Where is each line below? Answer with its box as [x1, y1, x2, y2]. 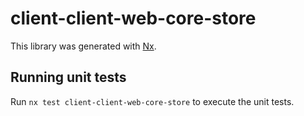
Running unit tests [10, 69, 127, 86]
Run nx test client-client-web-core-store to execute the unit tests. [10, 95, 295, 107]
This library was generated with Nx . [10, 40, 157, 52]
